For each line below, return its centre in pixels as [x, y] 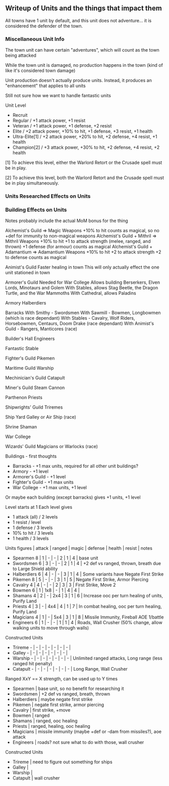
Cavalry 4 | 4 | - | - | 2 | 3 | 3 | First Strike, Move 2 [64, 585]
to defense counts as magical [36, 257]
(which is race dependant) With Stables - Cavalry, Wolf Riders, [70, 318]
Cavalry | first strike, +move [41, 710]
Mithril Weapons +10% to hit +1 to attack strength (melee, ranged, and [78, 241]
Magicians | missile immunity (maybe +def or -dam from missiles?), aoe [87, 732]
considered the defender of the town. [44, 26]
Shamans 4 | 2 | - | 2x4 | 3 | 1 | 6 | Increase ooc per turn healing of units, [88, 596]
